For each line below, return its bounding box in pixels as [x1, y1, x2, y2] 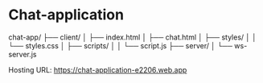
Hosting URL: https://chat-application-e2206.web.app [8, 64, 187, 74]
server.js [8, 49, 38, 59]
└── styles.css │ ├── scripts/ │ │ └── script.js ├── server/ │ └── [8, 40, 233, 50]
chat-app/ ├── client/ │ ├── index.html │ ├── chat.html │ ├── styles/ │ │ [8, 32, 257, 42]
